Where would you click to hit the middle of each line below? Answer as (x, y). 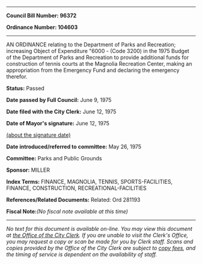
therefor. (17, 77)
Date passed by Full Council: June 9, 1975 (59, 100)
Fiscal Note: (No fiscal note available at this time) (67, 211)
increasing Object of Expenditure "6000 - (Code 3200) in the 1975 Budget (98, 51)
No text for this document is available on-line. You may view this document (99, 229)
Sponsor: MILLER (28, 170)
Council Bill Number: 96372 (41, 15)
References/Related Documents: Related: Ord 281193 (73, 200)
